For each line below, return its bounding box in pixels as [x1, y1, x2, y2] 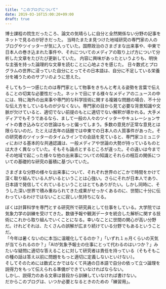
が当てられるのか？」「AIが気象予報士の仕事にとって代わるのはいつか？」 [5, 241, 154, 247]
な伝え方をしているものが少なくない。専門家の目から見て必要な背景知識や [5, 103, 157, 109]
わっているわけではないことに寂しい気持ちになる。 [5, 194, 109, 200]
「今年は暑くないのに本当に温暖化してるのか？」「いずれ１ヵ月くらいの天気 [5, 236, 159, 241]
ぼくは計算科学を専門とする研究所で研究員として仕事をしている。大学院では [5, 204, 161, 210]
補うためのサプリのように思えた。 [13, 74, 83, 80]
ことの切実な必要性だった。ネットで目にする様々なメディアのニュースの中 [9, 91, 161, 96]
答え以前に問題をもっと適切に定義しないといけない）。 [26, 254, 137, 260]
